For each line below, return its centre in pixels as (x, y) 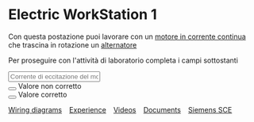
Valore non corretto (50, 86)
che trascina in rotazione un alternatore (73, 44)
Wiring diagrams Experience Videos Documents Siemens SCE (120, 109)
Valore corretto (42, 94)
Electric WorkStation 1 (83, 15)
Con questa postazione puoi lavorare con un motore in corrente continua (127, 36)
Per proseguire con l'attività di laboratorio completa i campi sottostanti (123, 60)
